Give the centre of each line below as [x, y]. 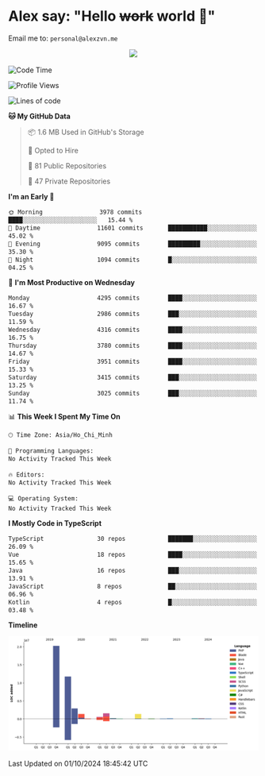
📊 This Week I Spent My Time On [64, 416]
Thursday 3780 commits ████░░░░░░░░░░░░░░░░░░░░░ [133, 346]
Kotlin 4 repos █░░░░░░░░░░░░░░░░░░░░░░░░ [133, 602]
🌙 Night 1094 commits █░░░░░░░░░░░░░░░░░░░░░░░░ [133, 260]
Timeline [23, 625]
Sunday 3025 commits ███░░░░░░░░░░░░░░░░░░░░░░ [133, 393]
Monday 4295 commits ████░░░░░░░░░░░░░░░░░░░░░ [133, 298]
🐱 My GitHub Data [40, 116]
